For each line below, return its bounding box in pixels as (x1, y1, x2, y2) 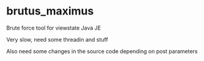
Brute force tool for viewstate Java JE (6, 24, 101, 31)
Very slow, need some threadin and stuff (6, 36, 108, 43)
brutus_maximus (6, 4, 94, 18)
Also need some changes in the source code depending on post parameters (6, 47, 198, 55)
